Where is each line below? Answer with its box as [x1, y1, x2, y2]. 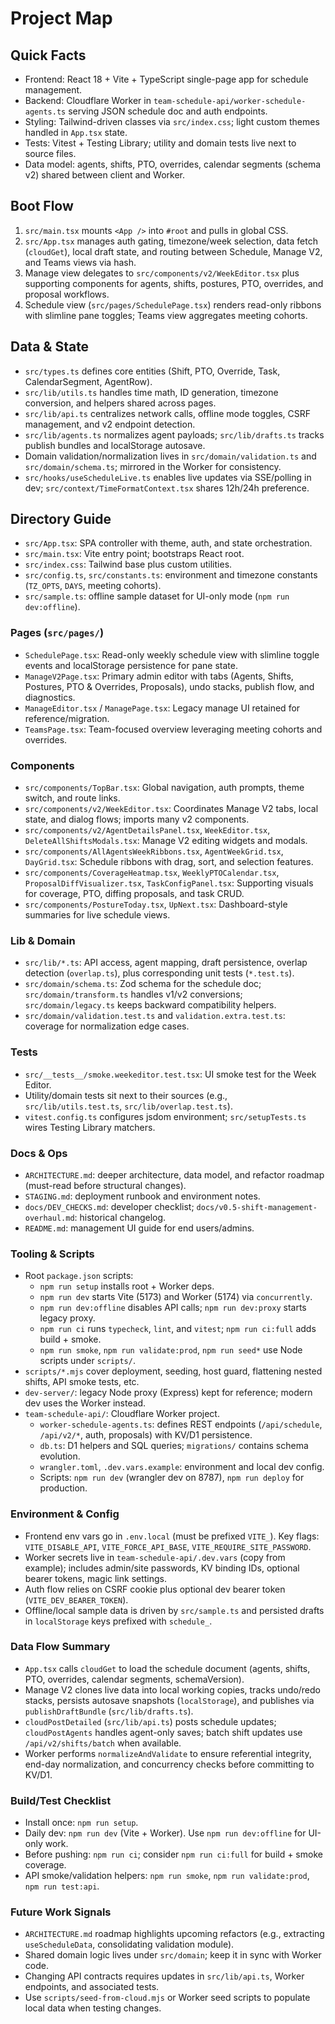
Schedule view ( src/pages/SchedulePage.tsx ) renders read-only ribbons [24, 298, 322, 311]
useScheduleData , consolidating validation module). [24, 1938, 235, 1951]
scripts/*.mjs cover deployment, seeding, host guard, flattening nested [24, 1365, 323, 1377]
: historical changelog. [74, 1211, 167, 1223]
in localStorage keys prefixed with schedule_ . [24, 1615, 213, 1627]
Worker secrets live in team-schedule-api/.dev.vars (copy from [24, 1551, 286, 1563]
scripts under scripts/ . [39, 1355, 136, 1367]
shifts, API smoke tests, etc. [24, 1376, 140, 1388]
